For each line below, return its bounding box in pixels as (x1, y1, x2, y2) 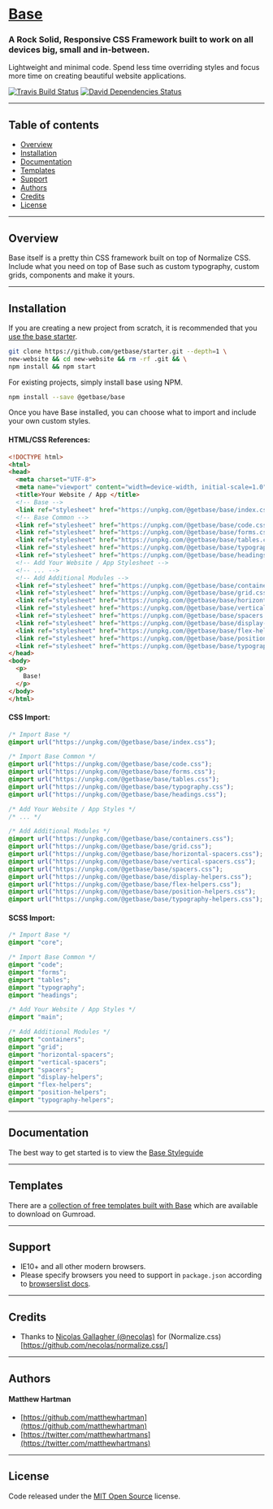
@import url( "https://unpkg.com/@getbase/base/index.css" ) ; (8, 737, 217, 746)
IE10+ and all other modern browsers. (19, 1262, 146, 1272)
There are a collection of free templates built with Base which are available (8, 1200, 258, 1210)
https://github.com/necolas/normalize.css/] (23, 1341, 169, 1350)
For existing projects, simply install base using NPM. (8, 377, 183, 387)
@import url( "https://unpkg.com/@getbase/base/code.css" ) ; (8, 760, 213, 768)
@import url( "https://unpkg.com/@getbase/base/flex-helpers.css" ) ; (8, 880, 242, 889)
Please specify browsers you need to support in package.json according (19, 1270, 262, 1281)
